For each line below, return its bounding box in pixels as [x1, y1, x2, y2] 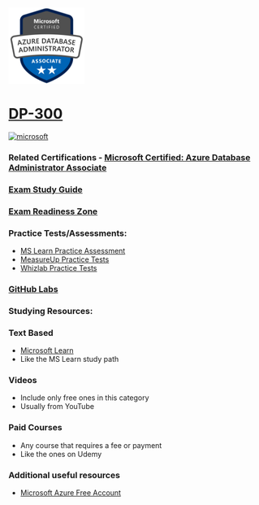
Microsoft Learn [19, 346, 75, 355]
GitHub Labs [8, 283, 58, 294]
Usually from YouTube [19, 402, 95, 411]
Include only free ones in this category [19, 393, 149, 403]
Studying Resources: [8, 305, 93, 316]
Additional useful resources [8, 469, 120, 481]
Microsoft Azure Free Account [19, 488, 122, 498]
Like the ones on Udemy [19, 449, 102, 459]
